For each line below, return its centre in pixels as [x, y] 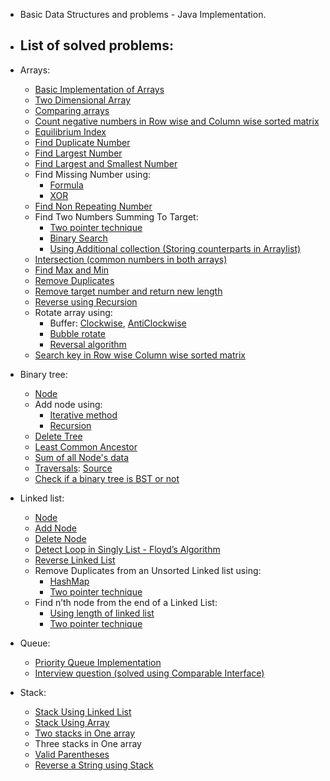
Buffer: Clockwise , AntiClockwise [118, 323]
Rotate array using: [73, 312]
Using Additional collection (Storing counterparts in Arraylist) [175, 248]
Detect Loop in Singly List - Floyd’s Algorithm [127, 549]
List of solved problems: [97, 45]
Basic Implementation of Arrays [99, 89]
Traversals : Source [73, 468]
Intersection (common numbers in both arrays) [131, 259]
